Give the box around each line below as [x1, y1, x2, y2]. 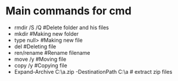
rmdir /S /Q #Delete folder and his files [14, 24, 110, 31]
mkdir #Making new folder [14, 30, 79, 37]
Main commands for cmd [5, 4, 132, 18]
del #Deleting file [14, 43, 57, 50]
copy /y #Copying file [14, 61, 68, 69]
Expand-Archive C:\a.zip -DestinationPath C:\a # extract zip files [14, 68, 173, 75]
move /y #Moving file [14, 55, 67, 63]
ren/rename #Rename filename [14, 49, 90, 56]
